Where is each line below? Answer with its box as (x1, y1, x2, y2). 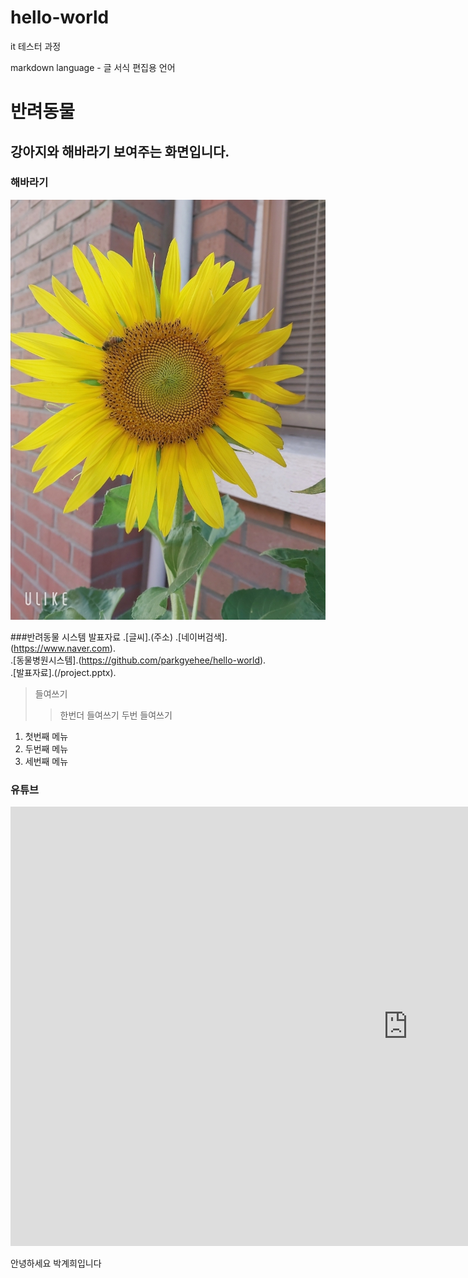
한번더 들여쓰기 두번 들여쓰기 (59, 709, 173, 721)
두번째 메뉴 (24, 742, 69, 755)
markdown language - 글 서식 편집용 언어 (10, 61, 176, 73)
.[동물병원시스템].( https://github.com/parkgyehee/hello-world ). (10, 654, 267, 666)
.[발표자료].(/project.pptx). (10, 666, 117, 678)
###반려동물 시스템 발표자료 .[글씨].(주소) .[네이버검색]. (10, 631, 228, 643)
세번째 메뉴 (24, 755, 69, 767)
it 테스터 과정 (10, 40, 62, 52)
